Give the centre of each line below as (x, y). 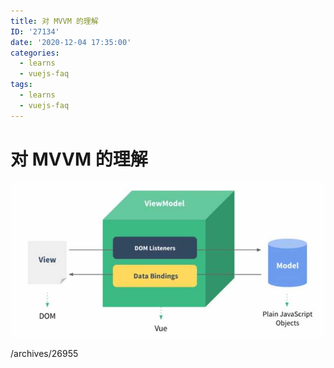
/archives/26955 (44, 353)
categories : (35, 53)
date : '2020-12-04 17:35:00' (71, 42)
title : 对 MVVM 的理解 (54, 21)
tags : (21, 85)
